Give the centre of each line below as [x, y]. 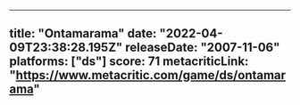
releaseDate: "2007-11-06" [202, 48]
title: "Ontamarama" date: [83, 33]
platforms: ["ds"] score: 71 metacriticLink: [129, 62]
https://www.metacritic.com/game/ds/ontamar [151, 75]
